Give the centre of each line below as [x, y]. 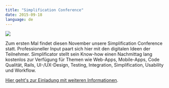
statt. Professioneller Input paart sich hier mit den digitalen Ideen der [78, 49]
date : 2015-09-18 [24, 15]
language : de [19, 19]
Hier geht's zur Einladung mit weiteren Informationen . [62, 80]
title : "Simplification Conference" [44, 10]
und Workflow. [21, 70]
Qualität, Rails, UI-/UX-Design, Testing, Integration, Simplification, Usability [85, 65]
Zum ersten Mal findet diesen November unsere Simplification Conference [84, 43]
